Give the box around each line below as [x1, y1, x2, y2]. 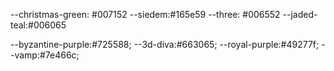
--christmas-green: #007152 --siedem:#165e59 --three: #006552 [10, 9, 281, 20]
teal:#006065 [10, 19, 67, 31]
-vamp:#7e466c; [10, 49, 80, 61]
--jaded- [282, 9, 318, 20]
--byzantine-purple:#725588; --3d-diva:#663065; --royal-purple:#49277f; [10, 39, 320, 50]
